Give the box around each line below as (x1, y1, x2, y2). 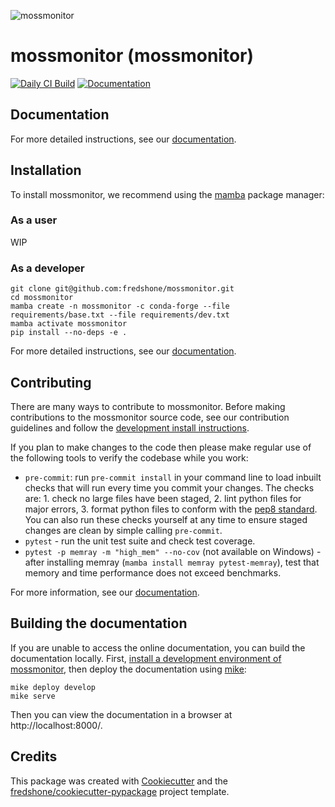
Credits (10, 748, 58, 765)
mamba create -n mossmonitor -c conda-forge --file (10, 301, 230, 312)
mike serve (10, 691, 56, 701)
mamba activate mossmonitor (10, 319, 128, 329)
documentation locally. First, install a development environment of (10, 652, 282, 664)
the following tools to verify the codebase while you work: (10, 451, 249, 464)
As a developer (10, 261, 85, 275)
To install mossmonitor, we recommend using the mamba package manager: (10, 188, 325, 200)
